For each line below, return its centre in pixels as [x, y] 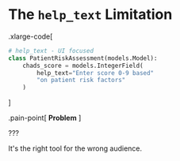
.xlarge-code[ [31, 36]
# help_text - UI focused [51, 51]
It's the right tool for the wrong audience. [75, 148]
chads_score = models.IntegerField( [83, 66]
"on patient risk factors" [81, 80]
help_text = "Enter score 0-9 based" [96, 73]
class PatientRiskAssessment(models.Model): [83, 58]
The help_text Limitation [90, 15]
